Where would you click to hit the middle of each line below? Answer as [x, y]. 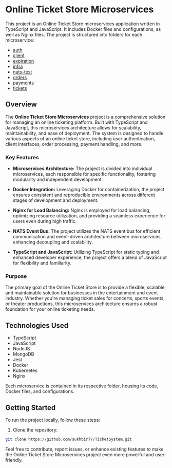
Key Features [22, 157]
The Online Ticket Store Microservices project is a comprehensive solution [85, 117]
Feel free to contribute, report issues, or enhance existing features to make [84, 449]
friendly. [14, 460]
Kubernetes [25, 370]
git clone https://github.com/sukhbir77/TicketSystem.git [69, 439]
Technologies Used [37, 325]
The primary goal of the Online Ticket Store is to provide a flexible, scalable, [85, 287]
